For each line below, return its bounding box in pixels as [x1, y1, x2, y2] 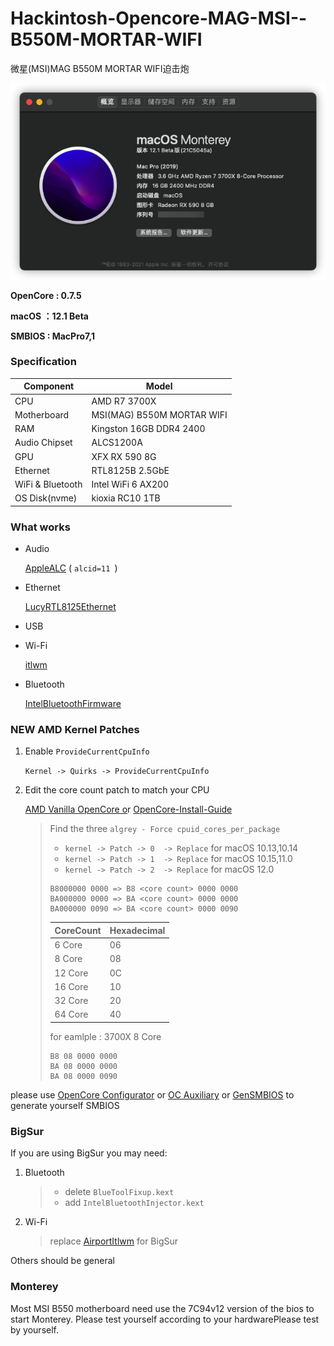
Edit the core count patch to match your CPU [24, 784, 210, 796]
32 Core [54, 995, 89, 1007]
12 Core [54, 967, 89, 979]
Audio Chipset [14, 437, 73, 449]
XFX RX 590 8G [91, 450, 157, 462]
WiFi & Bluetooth [14, 478, 83, 491]
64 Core [54, 1008, 89, 1021]
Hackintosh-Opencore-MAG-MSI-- [10, 7, 308, 30]
